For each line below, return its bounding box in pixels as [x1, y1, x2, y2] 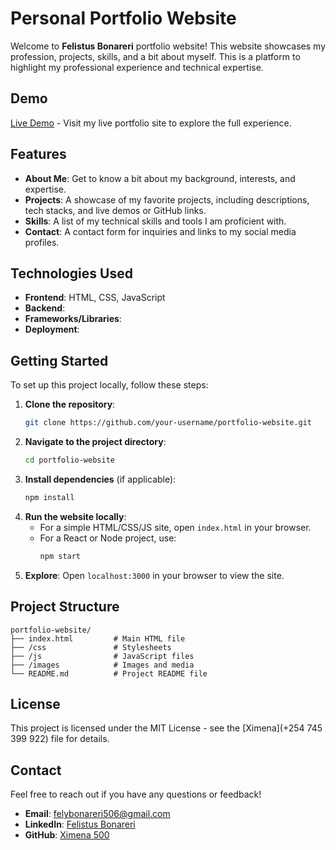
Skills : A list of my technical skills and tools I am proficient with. [24, 215, 287, 227]
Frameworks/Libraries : [24, 313, 122, 325]
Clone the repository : [24, 398, 116, 411]
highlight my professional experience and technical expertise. [10, 61, 264, 73]
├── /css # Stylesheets [10, 642, 172, 652]
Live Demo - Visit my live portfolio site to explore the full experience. [10, 117, 292, 129]
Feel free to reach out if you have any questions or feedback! [10, 788, 262, 801]
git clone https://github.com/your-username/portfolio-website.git [24, 418, 312, 428]
